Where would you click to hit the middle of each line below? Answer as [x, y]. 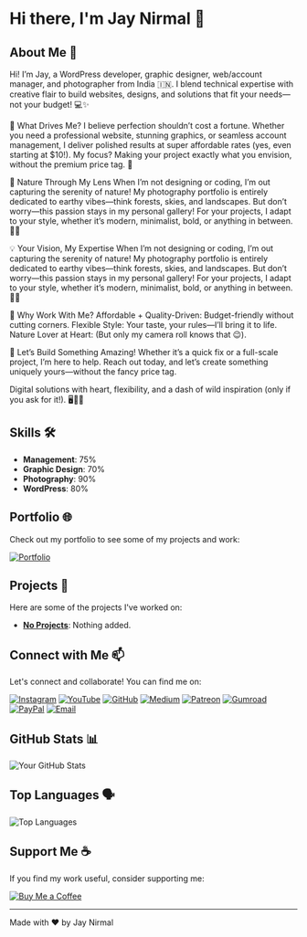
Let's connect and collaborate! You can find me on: [106, 682]
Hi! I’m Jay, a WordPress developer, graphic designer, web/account [136, 74]
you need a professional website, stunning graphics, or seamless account [148, 135]
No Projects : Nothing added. [77, 626]
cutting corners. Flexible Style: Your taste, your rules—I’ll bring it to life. [143, 325]
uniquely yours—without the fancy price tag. [93, 372]
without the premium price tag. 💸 [71, 164]
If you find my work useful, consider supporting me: [107, 878]
